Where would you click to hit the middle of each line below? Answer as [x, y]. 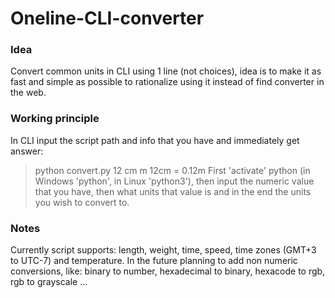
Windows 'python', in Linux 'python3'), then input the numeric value [174, 181]
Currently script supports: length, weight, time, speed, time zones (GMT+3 [163, 250]
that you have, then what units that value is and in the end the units [173, 191]
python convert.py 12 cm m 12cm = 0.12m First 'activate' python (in [172, 170]
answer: [27, 151]
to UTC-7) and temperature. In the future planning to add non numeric [154, 261]
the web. [28, 93]
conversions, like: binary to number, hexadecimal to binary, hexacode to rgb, [168, 271]
